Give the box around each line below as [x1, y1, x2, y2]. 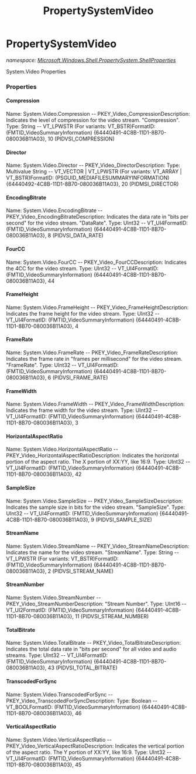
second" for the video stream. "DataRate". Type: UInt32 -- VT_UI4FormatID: [6, 219, 188, 227]
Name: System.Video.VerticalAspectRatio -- [6, 736, 112, 743]
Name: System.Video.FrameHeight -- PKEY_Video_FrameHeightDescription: [6, 304, 189, 311]
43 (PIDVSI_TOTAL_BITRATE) [47, 664, 118, 671]
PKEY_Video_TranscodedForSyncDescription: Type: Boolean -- [6, 697, 158, 704]
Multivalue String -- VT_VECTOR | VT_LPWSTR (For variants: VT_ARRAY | [6, 168, 183, 175]
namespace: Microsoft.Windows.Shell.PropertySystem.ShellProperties [6, 56, 176, 63]
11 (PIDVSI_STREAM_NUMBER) [75, 613, 149, 620]
